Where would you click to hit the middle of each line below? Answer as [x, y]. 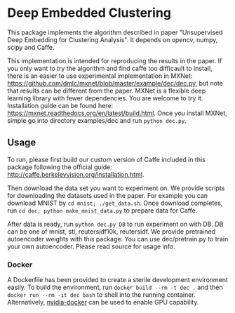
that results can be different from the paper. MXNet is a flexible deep [107, 91]
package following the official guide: [60, 167]
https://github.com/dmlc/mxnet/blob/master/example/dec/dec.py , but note [115, 83]
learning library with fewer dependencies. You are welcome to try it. [105, 98]
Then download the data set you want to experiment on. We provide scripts [116, 188]
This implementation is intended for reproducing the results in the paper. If [115, 60]
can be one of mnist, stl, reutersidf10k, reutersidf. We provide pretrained [112, 231]
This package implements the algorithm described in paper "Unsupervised [115, 32]
